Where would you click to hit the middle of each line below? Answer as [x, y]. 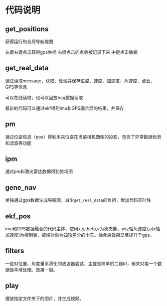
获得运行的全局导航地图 [29, 41]
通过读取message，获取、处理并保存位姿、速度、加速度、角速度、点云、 [80, 81]
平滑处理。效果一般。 [36, 270]
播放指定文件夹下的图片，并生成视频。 [44, 298]
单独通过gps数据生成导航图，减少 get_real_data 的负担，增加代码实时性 [78, 200]
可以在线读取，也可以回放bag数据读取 [44, 97]
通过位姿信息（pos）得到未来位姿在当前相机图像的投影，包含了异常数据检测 [83, 137]
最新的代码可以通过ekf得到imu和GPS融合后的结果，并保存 [65, 108]
